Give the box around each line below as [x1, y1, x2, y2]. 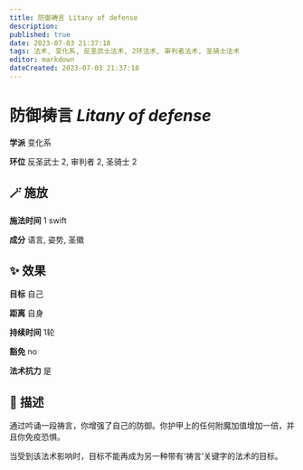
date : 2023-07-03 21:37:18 [9, 38, 111, 48]
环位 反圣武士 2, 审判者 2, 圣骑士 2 [9, 155, 137, 167]
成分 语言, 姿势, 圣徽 [9, 234, 84, 245]
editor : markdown [9, 55, 75, 64]
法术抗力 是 [9, 365, 52, 376]
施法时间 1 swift [9, 214, 68, 226]
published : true [9, 30, 71, 39]
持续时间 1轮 [9, 327, 55, 338]
